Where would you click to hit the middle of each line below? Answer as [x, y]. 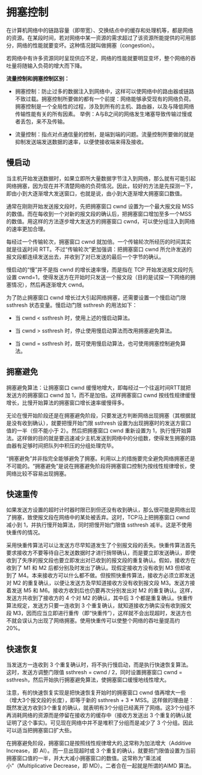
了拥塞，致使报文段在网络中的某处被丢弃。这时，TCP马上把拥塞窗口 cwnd [98, 517]
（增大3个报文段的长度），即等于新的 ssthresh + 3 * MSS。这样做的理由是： [100, 700]
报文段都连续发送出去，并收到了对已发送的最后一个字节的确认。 [85, 256]
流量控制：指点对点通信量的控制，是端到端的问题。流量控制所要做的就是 [104, 134]
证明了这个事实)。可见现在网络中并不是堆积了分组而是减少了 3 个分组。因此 [100, 723]
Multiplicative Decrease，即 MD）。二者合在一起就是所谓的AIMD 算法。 [107, 766]
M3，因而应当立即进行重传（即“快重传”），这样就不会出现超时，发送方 [99, 613]
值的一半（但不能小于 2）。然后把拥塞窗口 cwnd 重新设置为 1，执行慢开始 [96, 430]
